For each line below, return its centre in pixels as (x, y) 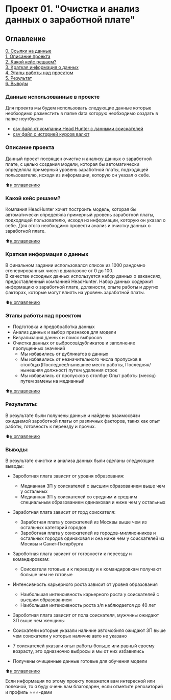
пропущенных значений (39, 348)
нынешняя (32, 370)
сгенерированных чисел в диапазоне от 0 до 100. (59, 271)
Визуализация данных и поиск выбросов (57, 338)
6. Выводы (17, 83)
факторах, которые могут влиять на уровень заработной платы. (75, 293)
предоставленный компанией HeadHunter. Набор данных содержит (79, 281)
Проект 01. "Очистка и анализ (72, 9)
